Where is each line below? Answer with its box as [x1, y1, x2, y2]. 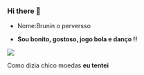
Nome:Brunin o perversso [17, 22, 91, 30]
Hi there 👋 [7, 6, 42, 16]
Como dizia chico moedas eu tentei [7, 61, 109, 69]
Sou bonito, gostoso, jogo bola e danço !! [17, 35, 138, 43]
